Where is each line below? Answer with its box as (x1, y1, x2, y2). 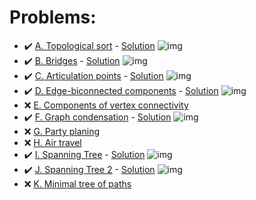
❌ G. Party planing (23, 125, 101, 137)
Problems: (9, 6, 97, 29)
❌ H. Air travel (23, 136, 82, 148)
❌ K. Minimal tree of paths (23, 177, 132, 190)
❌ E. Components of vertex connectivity (23, 99, 189, 111)
